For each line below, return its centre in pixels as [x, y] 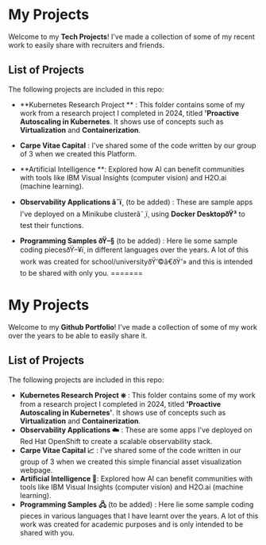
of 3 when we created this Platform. [78, 153]
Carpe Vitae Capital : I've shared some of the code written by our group [138, 145]
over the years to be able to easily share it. [78, 335]
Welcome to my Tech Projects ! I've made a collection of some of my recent [132, 37]
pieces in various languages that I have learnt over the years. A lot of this [139, 516]
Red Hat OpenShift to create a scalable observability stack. [116, 441]
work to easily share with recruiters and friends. [87, 44]
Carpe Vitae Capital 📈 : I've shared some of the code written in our [131, 450]
